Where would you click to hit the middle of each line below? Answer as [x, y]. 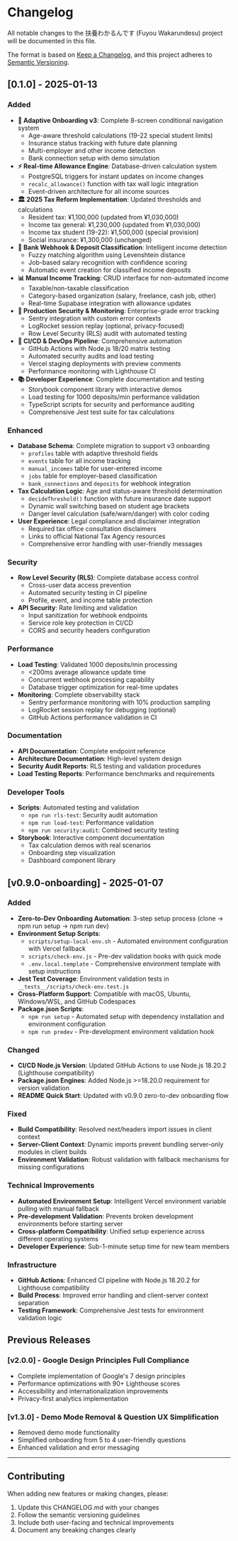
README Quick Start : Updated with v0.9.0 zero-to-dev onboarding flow [123, 1096]
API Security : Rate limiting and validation [78, 608]
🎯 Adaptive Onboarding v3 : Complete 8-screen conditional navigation [120, 120]
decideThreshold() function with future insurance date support [119, 499]
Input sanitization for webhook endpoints [88, 616]
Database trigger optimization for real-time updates [103, 687]
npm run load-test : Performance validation [91, 823]
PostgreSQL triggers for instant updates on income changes [116, 176]
